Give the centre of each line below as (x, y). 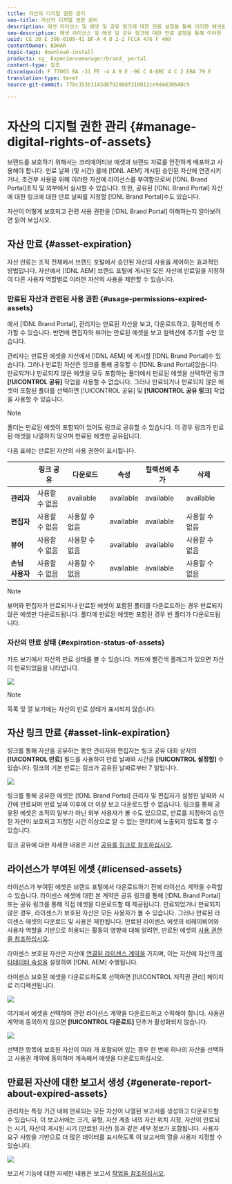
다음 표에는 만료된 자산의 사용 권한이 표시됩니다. (72, 451)
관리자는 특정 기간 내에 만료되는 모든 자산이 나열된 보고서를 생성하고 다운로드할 (113, 1111)
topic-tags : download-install (51, 53)
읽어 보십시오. (33, 220)
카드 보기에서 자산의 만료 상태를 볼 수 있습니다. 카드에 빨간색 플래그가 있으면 (109, 659)
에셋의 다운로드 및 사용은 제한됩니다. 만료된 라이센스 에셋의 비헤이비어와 (122, 922)
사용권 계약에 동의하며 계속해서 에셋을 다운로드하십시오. (89, 1058)
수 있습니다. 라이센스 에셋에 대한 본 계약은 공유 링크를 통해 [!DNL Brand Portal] (114, 896)
